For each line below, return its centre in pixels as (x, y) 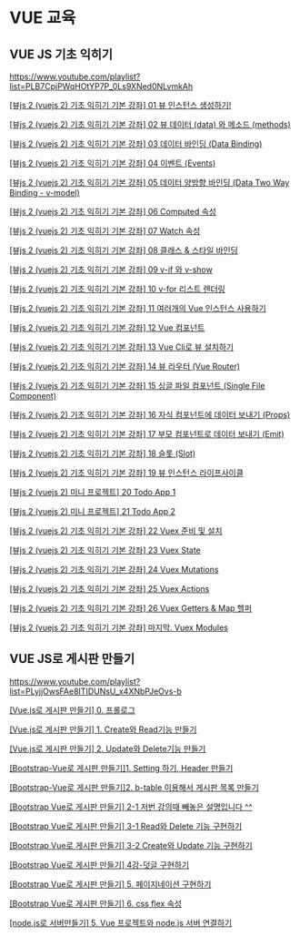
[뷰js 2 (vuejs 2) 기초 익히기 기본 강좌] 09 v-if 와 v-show (111, 270)
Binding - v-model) (45, 193)
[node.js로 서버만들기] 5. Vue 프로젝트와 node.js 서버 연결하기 (121, 922)
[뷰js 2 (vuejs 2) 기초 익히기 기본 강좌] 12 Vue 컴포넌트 (107, 327)
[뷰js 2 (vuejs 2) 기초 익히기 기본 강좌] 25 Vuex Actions (110, 589)
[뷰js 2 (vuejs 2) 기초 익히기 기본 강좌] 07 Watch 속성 (105, 231)
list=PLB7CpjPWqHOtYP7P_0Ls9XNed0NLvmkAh (101, 86)
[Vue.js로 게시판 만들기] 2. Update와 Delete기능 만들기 (108, 749)
